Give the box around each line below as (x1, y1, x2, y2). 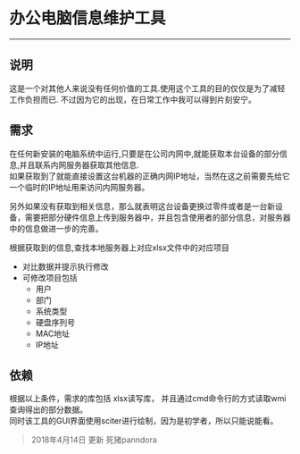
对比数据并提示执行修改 (21, 261, 109, 272)
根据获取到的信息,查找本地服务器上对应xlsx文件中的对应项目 (9, 242, 230, 253)
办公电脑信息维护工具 (9, 8, 167, 29)
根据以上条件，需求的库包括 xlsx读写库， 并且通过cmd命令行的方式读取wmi (9, 393, 287, 404)
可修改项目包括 (21, 272, 78, 282)
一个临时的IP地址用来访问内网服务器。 (9, 181, 150, 192)
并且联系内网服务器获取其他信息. (19, 159, 140, 170)
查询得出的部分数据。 (9, 404, 87, 416)
